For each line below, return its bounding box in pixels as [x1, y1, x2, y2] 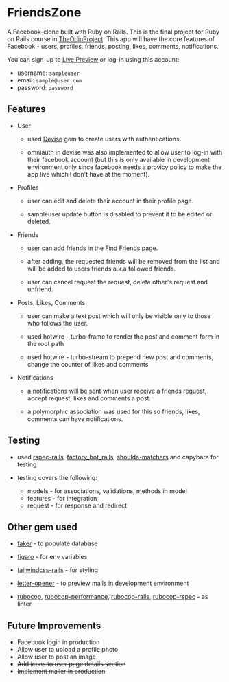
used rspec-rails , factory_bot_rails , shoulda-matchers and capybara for [16, 453, 219, 461]
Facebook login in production [16, 638, 100, 646]
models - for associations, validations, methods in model [27, 486, 187, 495]
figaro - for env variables [16, 553, 88, 561]
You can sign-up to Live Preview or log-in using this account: [7, 55, 180, 63]
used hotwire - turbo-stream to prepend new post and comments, [27, 352, 214, 361]
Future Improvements [7, 620, 101, 631]
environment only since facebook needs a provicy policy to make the [27, 163, 222, 171]
